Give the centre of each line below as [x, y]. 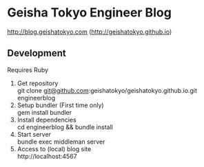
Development [37, 53]
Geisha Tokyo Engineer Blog [90, 13]
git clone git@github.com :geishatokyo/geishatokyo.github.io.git [107, 90]
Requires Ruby [28, 69]
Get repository [38, 83]
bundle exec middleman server [61, 142]
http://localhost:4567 [47, 156]
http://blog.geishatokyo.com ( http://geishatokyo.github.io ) [90, 32]
